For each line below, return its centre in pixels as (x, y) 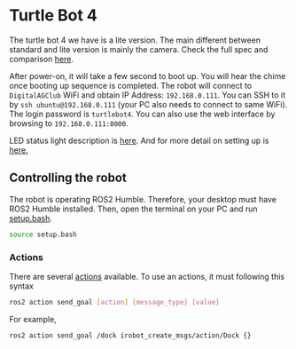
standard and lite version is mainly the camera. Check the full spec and (139, 49)
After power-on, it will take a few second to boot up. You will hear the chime (148, 75)
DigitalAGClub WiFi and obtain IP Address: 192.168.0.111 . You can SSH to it (148, 95)
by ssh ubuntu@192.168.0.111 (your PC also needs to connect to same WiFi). (148, 104)
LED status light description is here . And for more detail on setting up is (139, 140)
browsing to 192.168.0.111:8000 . (69, 123)
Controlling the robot (68, 178)
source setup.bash (43, 234)
